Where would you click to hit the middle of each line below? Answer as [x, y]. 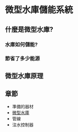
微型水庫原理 [24, 76]
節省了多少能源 [23, 59]
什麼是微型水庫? [29, 29]
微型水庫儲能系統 [39, 10]
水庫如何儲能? [21, 44]
